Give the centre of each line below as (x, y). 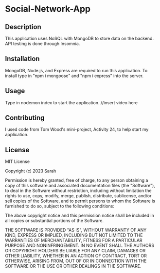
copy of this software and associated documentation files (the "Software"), (80, 186)
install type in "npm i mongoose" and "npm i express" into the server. (74, 76)
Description (23, 27)
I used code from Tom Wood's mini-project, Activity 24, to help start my (77, 129)
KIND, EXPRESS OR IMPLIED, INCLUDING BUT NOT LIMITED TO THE (74, 235)
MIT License (18, 161)
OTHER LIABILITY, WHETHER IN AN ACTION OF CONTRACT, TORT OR (76, 256)
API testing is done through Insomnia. (43, 44)
